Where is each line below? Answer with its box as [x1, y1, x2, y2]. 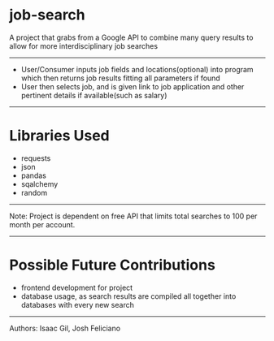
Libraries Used [9, 127, 110, 145]
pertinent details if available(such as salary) [20, 90, 167, 100]
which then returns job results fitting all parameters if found [20, 73, 220, 83]
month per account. [9, 219, 76, 229]
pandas [20, 170, 47, 180]
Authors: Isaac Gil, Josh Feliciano [9, 323, 121, 333]
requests [20, 153, 51, 163]
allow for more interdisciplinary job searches [9, 41, 158, 50]
